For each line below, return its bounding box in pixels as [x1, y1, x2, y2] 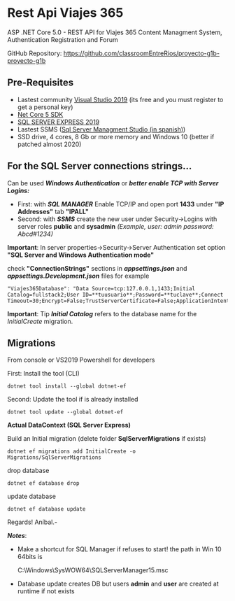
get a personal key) [17, 103, 73, 111]
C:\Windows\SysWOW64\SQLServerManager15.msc [17, 566, 169, 574]
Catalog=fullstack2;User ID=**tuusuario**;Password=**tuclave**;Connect [7, 291, 224, 298]
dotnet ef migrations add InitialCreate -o [7, 448, 136, 455]
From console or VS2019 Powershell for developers [7, 355, 155, 365]
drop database [7, 467, 50, 475]
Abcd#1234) [17, 229, 54, 238]
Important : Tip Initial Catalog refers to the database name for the [7, 309, 197, 318]
